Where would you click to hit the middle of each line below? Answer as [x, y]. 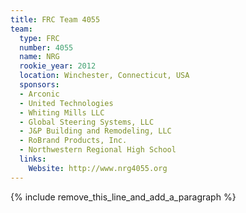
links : [33, 159]
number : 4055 [46, 47]
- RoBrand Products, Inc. [73, 141]
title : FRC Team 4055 [55, 19]
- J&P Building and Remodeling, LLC [95, 131]
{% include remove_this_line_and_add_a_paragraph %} [123, 197]
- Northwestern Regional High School [98, 150]
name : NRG [39, 57]
